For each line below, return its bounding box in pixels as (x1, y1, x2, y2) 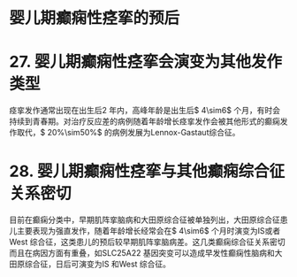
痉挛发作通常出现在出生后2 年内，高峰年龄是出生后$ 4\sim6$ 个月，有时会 (9, 105, 281, 116)
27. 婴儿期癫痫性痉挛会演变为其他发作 (9, 52, 283, 72)
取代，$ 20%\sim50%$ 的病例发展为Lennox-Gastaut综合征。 (16, 127, 240, 138)
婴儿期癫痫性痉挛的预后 (9, 8, 180, 28)
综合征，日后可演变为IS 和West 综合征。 (24, 258, 171, 270)
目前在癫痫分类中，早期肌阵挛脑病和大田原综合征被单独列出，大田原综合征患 (9, 214, 288, 226)
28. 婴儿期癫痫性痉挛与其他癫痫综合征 (9, 161, 286, 181)
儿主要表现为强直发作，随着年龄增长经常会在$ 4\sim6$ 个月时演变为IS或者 (9, 226, 281, 236)
